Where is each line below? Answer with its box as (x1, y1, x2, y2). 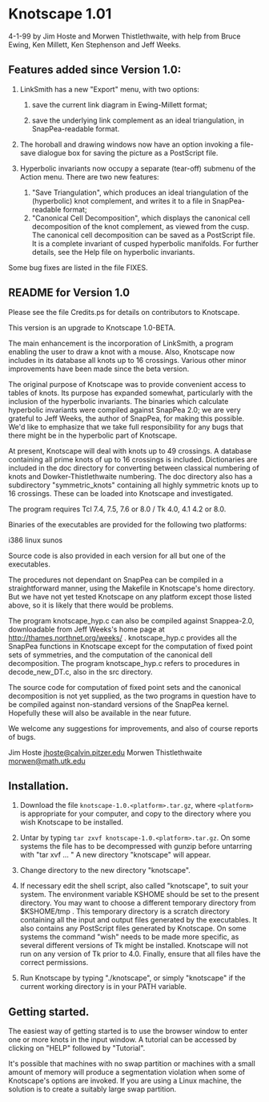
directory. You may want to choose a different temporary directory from (19, 898, 256, 908)
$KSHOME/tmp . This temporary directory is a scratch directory (19, 906, 231, 916)
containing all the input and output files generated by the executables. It (19, 915, 258, 925)
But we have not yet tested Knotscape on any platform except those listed (8, 591, 252, 601)
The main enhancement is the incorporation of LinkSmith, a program (8, 338, 234, 348)
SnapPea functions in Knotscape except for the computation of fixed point (8, 641, 254, 651)
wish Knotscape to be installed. (19, 817, 124, 827)
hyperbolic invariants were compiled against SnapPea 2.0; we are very (8, 405, 242, 414)
